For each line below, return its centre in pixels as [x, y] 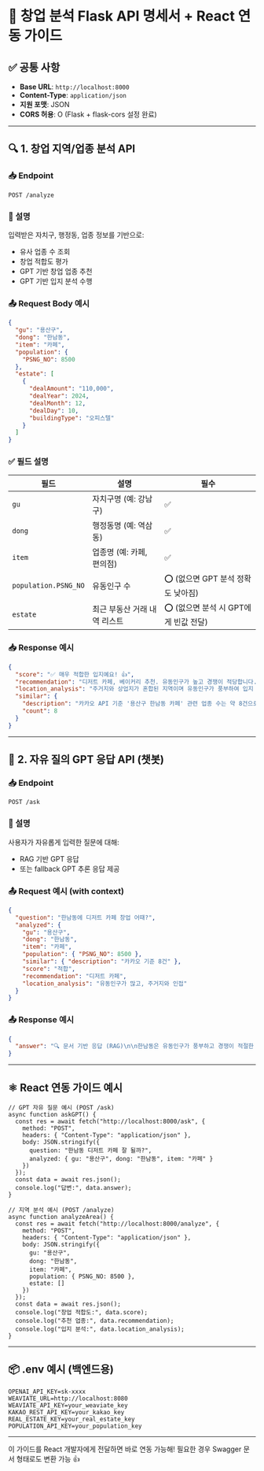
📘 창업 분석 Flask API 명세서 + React [122, 16]
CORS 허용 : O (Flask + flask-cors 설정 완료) [88, 114]
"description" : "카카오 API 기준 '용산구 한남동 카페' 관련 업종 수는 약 [129, 704]
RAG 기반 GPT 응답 [49, 858]
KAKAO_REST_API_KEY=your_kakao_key [66, 1412]
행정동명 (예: [114, 526]
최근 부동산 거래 [120, 609]
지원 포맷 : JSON [44, 104]
